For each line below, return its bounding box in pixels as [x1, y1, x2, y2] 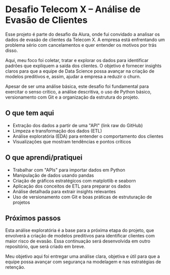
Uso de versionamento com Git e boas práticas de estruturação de [12, 194, 152, 200]
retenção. [5, 264, 25, 270]
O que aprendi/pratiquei [5, 154, 83, 162]
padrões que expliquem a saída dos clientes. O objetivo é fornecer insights [5, 63, 162, 69]
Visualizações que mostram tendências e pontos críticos [12, 138, 131, 144]
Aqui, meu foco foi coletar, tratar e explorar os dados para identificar [5, 57, 149, 63]
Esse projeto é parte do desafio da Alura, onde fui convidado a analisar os [5, 31, 160, 37]
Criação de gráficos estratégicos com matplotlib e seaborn [12, 177, 136, 184]
